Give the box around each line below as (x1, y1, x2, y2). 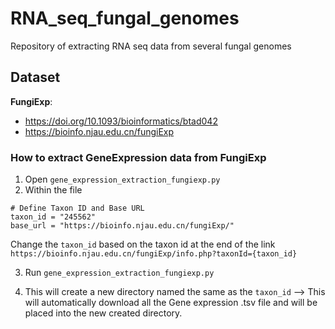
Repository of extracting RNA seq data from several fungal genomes (10, 40, 292, 52)
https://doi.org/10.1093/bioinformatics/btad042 (24, 115, 218, 127)
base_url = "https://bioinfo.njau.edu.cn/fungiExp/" (10, 221, 235, 231)
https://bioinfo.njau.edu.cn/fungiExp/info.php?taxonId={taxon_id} (10, 249, 298, 259)
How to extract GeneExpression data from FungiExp (10, 150, 267, 164)
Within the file (24, 184, 83, 196)
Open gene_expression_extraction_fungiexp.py (24, 173, 221, 186)
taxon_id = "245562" (10, 212, 97, 222)
